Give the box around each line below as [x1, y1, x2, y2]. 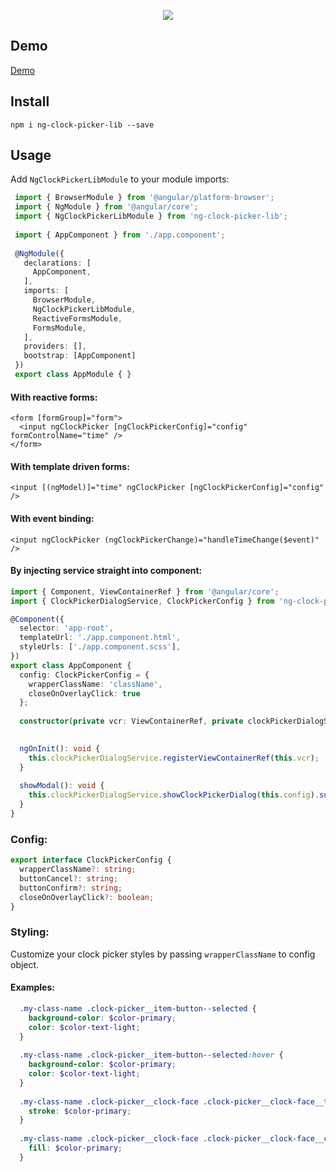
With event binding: [10, 512, 95, 524]
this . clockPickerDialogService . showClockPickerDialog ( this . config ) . [28, 790, 320, 800]
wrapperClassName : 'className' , [28, 679, 163, 689]
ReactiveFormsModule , [32, 313, 123, 324]
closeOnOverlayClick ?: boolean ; [19, 892, 155, 902]
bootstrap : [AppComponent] [23, 351, 137, 361]
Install [10, 93, 50, 110]
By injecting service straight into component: [10, 565, 203, 577]
